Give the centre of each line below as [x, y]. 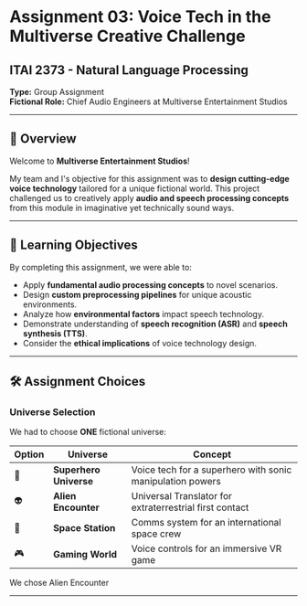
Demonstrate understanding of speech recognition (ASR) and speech [155, 324]
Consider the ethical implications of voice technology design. [140, 343]
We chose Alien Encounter [59, 583]
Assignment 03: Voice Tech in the [140, 17]
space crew [156, 534]
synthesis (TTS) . [55, 333]
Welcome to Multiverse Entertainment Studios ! [100, 161]
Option [29, 454]
